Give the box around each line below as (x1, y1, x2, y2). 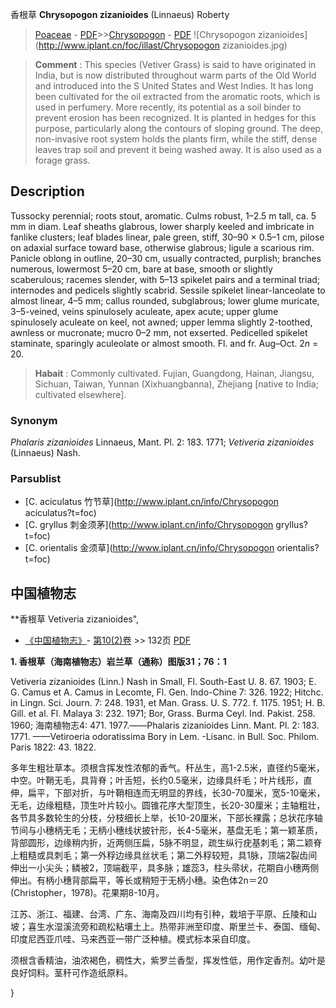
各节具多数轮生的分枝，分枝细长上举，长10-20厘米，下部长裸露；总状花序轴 (10, 812, 323, 824)
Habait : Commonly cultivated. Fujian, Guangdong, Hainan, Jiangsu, (34, 367, 315, 379)
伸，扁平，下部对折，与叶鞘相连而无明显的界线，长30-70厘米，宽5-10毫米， (10, 787, 326, 799)
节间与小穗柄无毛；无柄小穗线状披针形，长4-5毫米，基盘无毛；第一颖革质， (10, 824, 323, 837)
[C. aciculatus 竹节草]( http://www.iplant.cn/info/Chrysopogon (24, 496, 279, 508)
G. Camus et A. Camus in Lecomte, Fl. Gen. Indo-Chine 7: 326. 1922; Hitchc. (10, 686, 324, 698)
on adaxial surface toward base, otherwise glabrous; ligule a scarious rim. (10, 241, 315, 253)
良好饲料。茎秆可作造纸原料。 (10, 967, 133, 979)
